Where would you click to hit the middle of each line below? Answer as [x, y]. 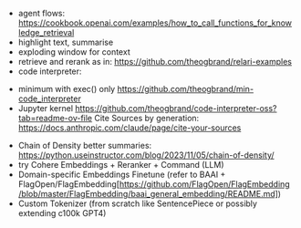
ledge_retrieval [46, 32]
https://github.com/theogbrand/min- [185, 89]
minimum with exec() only [67, 89]
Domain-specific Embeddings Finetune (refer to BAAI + [122, 174]
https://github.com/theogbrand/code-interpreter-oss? [176, 108]
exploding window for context [74, 52]
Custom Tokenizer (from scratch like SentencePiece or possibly [138, 203]
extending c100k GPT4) [62, 213]
